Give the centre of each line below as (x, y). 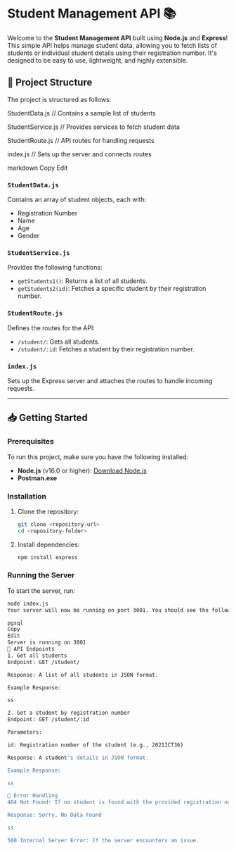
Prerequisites (31, 442)
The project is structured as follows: (59, 99)
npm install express (47, 557)
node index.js (28, 604)
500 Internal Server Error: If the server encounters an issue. (103, 840)
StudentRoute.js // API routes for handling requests (81, 140)
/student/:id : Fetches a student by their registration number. (106, 349)
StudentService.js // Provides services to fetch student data (94, 127)
